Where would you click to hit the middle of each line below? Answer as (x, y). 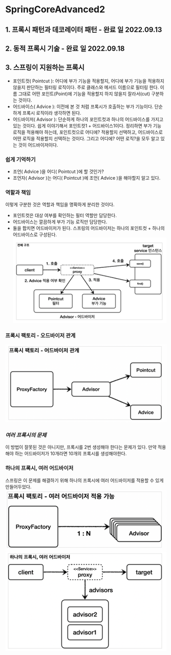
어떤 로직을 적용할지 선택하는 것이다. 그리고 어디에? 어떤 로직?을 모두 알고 (86, 138)
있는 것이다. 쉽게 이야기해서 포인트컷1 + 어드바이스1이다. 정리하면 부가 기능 (87, 125)
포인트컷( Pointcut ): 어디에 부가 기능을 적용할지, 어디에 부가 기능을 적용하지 (89, 81)
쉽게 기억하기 (20, 159)
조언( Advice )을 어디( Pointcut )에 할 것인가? (58, 172)
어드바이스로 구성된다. (35, 235)
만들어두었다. (18, 487)
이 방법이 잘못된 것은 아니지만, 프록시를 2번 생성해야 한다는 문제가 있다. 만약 (81, 447)
